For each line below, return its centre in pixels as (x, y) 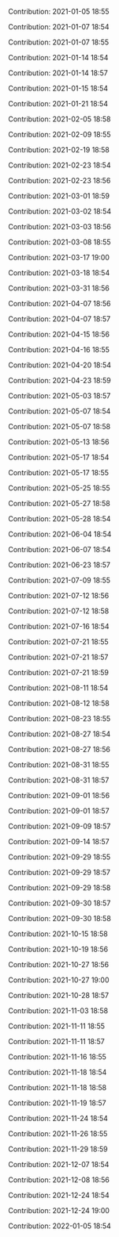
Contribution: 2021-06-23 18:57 (59, 565)
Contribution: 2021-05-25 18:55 (59, 488)
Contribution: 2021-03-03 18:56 (60, 227)
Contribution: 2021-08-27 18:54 (59, 734)
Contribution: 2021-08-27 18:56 (59, 749)
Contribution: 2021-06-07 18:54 (59, 549)
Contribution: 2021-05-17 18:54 (59, 457)
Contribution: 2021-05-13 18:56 (59, 442)
